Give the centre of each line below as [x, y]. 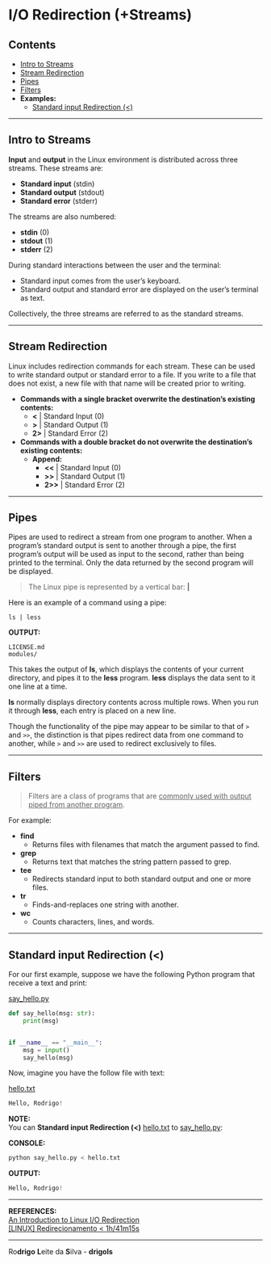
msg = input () [46, 1050]
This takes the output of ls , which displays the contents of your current [126, 669]
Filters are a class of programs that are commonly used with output [140, 796]
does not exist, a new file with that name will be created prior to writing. [127, 383]
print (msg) [41, 1021]
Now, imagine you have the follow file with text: [87, 1073]
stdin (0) [35, 232]
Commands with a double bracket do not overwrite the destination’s [136, 441]
